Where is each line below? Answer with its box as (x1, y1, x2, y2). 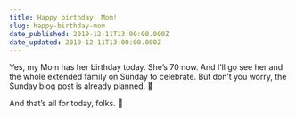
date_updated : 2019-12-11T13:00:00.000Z (9, 37, 162, 47)
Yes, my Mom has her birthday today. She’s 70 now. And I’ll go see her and (9, 62, 284, 73)
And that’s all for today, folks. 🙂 (9, 98, 123, 109)
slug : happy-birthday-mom (9, 21, 105, 30)
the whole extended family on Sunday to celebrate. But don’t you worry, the (9, 72, 287, 82)
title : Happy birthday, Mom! (9, 12, 118, 22)
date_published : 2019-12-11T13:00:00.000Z (9, 29, 169, 38)
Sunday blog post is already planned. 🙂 (9, 81, 153, 91)
